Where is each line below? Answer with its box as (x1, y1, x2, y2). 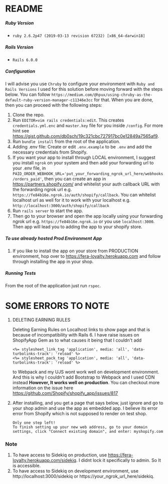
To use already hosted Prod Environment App (5, 235, 102, 241)
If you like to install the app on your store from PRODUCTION (12, 248, 138, 254)
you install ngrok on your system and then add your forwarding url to (12, 160, 154, 166)
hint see (12, 128, 29, 134)
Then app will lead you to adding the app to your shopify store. (12, 224, 142, 230)
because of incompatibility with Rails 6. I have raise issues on (12, 332, 139, 338)
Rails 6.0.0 (12, 58, 38, 63)
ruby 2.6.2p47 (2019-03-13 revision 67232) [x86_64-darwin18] (12, 34, 145, 39)
